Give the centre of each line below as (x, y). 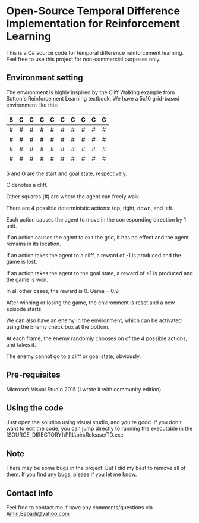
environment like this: (32, 105)
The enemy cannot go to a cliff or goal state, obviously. (74, 356)
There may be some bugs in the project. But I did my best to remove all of (96, 468)
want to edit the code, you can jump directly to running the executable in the (99, 429)
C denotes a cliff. (27, 185)
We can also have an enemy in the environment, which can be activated (94, 320)
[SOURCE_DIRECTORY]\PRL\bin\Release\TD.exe (65, 435)
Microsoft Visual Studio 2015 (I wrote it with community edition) (84, 389)
